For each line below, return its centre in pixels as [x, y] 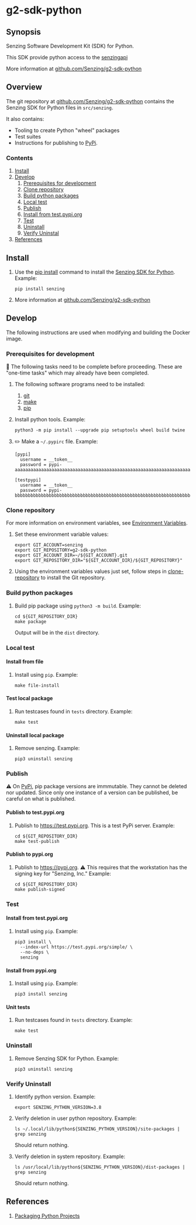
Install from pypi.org [31, 970]
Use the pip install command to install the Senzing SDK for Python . [95, 272]
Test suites [27, 136]
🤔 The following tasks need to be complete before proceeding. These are [94, 367]
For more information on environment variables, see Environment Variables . [97, 523]
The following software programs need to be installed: [80, 384]
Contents [20, 158]
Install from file [25, 662]
